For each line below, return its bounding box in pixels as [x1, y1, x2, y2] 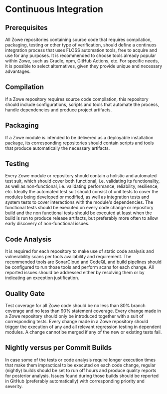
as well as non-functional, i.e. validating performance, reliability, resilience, [5, 183, 159, 189]
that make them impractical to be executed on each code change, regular [5, 362, 156, 368]
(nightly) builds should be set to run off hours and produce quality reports [5, 367, 157, 373]
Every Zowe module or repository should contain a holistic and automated [5, 173, 157, 179]
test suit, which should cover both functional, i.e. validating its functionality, [5, 178, 160, 184]
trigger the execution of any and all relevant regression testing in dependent [5, 324, 161, 330]
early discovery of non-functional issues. [5, 221, 90, 227]
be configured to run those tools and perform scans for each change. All [5, 264, 154, 270]
